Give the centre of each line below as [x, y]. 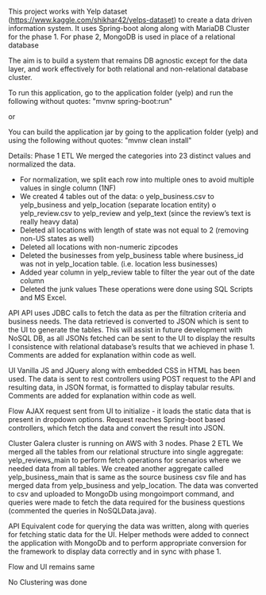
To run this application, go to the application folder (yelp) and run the [121, 93]
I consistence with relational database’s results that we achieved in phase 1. [132, 347]
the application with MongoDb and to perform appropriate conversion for [127, 543]
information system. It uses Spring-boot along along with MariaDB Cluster [129, 28]
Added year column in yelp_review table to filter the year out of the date [137, 272]
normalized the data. [42, 164]
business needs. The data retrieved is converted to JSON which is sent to [129, 321]
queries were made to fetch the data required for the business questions [127, 502]
